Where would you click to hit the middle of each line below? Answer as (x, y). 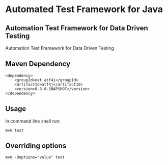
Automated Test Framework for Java (84, 9)
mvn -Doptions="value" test (35, 157)
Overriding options (36, 146)
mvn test (15, 130)
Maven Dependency (38, 64)
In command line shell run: (33, 121)
